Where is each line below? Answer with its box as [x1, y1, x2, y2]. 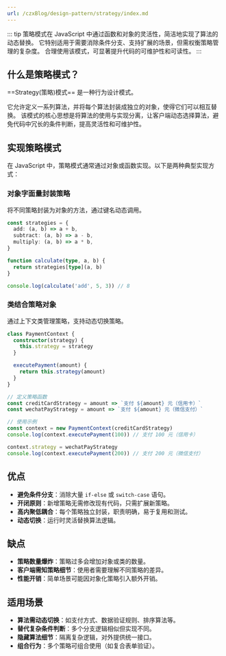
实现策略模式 [7, 142, 62, 154]
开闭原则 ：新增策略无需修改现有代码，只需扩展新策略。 [16, 498, 173, 507]
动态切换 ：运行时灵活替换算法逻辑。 [16, 515, 120, 524]
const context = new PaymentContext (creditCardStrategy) [7, 425, 173, 432]
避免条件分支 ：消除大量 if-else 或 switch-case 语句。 [16, 490, 170, 498]
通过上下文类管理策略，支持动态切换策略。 [7, 317, 127, 325]
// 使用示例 [7, 419, 38, 426]
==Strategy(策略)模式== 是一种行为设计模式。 [7, 88, 137, 97]
